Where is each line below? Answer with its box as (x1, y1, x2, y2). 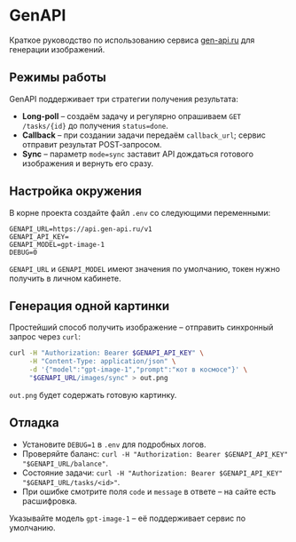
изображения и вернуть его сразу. (21, 157, 154, 169)
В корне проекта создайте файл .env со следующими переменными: (9, 207, 271, 218)
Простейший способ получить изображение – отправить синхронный (9, 322, 274, 333)
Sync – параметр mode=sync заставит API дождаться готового (21, 148, 254, 159)
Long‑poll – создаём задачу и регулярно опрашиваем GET (21, 110, 242, 121)
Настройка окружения (9, 184, 142, 199)
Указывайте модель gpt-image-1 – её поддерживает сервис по (9, 513, 246, 523)
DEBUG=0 (9, 248, 38, 257)
